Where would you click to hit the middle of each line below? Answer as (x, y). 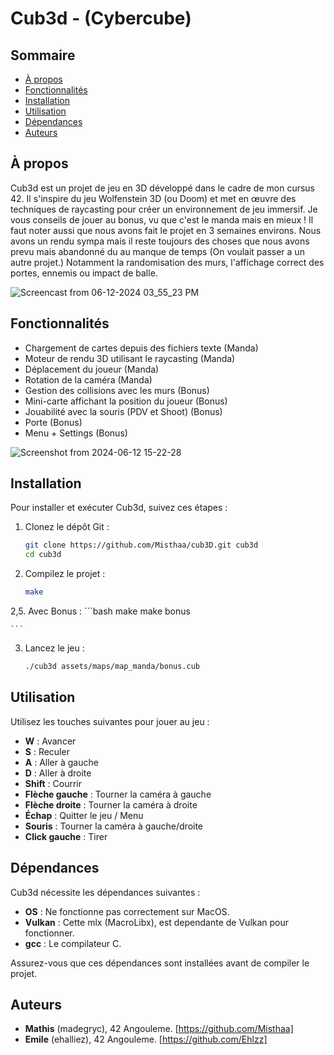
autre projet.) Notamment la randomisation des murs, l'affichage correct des (167, 262)
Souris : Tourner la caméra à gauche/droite (114, 826)
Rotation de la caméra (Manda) (88, 379)
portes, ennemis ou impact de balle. (84, 273)
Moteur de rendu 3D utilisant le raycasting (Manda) (130, 358)
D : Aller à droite (58, 773)
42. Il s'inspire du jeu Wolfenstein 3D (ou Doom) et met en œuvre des (153, 198)
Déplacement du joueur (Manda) (92, 369)
